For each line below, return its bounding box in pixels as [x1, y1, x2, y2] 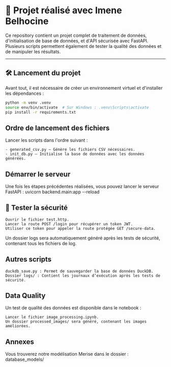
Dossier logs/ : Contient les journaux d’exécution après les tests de [5, 273, 160, 278]
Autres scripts [5, 255, 52, 264]
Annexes [5, 337, 34, 346]
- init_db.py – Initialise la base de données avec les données [5, 151, 145, 157]
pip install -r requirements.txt [5, 110, 76, 115]
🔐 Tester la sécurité [5, 203, 68, 212]
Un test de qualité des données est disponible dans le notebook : [5, 305, 141, 311]
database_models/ [5, 356, 44, 362]
